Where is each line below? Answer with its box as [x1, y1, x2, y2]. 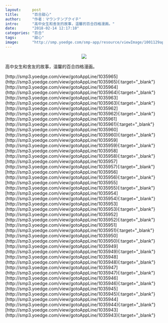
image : [5, 40, 19, 45]
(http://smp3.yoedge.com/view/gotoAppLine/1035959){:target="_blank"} [5, 142, 155, 148]
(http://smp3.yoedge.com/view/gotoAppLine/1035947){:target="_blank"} [5, 270, 155, 276]
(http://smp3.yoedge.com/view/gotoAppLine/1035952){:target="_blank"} [5, 217, 155, 223]
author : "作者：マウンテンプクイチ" [5, 16, 81, 21]
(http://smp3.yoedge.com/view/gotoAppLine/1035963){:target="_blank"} [5, 100, 156, 106]
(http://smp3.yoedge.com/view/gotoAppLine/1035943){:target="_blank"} [5, 312, 156, 318]
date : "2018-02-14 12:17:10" [5, 26, 79, 31]
